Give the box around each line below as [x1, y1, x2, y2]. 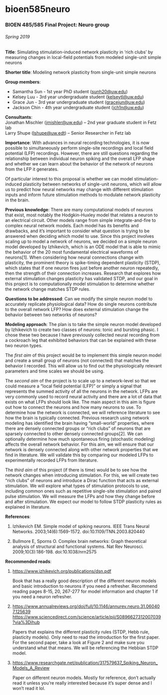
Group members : [5, 79, 41, 85]
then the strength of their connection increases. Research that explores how [5, 270, 161, 276]
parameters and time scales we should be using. [5, 368, 104, 374]
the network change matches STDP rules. [5, 286, 90, 292]
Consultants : [5, 114, 33, 120]
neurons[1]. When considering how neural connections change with [5, 254, 144, 260]
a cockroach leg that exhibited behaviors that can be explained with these [5, 338, 157, 344]
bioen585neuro [5, 3, 71, 15]
